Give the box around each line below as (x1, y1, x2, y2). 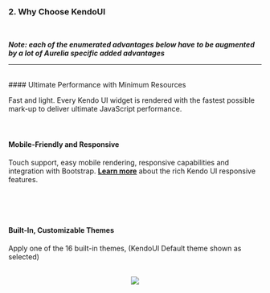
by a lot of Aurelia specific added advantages (8, 48, 165, 58)
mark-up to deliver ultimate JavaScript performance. (8, 104, 182, 114)
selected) (8, 251, 40, 262)
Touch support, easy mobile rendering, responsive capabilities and (8, 157, 230, 167)
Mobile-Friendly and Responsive (8, 139, 120, 149)
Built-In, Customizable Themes (8, 226, 115, 235)
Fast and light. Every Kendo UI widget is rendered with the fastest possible (8, 96, 256, 105)
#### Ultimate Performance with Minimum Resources (8, 80, 186, 90)
